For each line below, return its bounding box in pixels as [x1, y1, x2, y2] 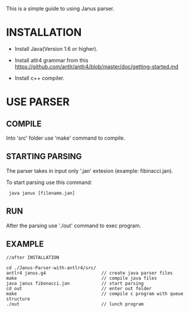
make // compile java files [6, 275, 158, 282]
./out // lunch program [6, 301, 144, 307]
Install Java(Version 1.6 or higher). [14, 45, 98, 52]
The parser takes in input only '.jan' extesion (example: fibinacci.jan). [6, 167, 173, 174]
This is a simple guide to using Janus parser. [6, 5, 115, 12]
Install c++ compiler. [14, 74, 65, 82]
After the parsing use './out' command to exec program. [6, 222, 142, 229]
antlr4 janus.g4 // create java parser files [6, 270, 173, 276]
